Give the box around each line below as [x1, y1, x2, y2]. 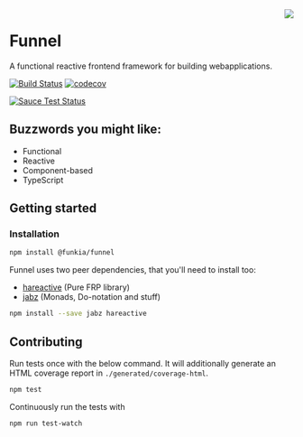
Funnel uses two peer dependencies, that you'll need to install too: [9, 265, 257, 275]
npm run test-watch [9, 419, 83, 428]
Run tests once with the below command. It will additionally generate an [9, 358, 277, 368]
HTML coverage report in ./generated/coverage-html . [9, 367, 209, 378]
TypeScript [22, 174, 64, 185]
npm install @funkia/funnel [9, 248, 115, 257]
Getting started [9, 200, 97, 216]
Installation [9, 228, 60, 240]
